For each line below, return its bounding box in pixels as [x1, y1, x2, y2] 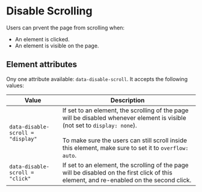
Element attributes [6, 59, 78, 70]
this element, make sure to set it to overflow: [62, 143, 189, 152]
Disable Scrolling [6, 4, 93, 18]
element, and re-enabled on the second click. [62, 176, 192, 184]
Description [110, 96, 145, 104]
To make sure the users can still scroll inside [62, 136, 188, 145]
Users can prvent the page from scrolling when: [6, 24, 125, 31]
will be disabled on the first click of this [62, 168, 173, 176]
